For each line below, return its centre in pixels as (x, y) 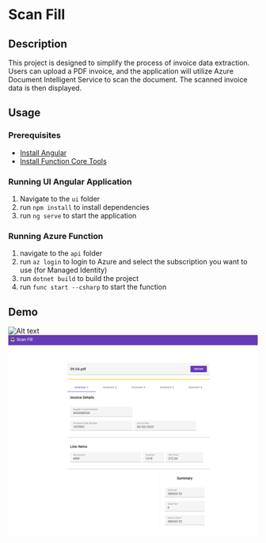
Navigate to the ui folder (60, 199)
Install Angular (43, 153)
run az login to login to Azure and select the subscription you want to (133, 262)
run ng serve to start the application (78, 215)
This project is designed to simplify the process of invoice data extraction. (129, 63)
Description (38, 44)
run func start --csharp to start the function (93, 287)
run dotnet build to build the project (79, 279)
